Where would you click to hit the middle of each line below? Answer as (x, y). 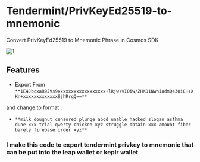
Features (23, 70)
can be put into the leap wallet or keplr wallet (72, 152)
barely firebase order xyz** (51, 130)
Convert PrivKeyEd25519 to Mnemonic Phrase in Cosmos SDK (82, 40)
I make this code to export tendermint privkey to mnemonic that (100, 145)
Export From (30, 84)
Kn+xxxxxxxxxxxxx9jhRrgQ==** (51, 96)
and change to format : (34, 107)
